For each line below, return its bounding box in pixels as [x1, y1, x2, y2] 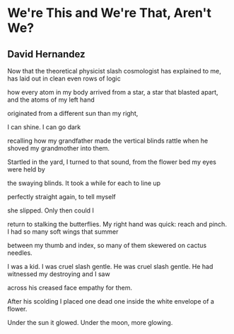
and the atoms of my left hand [7, 95, 95, 104]
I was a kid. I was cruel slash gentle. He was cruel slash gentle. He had [7, 263, 213, 270]
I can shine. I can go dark [7, 123, 81, 131]
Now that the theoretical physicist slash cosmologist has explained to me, [7, 67, 221, 75]
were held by [7, 165, 46, 174]
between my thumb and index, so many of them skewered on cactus [7, 241, 207, 249]
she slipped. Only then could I [7, 206, 94, 215]
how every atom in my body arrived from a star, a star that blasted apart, [7, 88, 218, 96]
